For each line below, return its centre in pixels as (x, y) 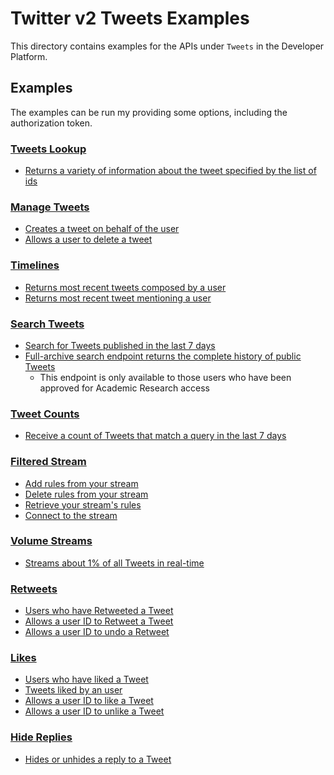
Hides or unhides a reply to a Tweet (98, 759)
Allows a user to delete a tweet (88, 239)
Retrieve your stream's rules (83, 504)
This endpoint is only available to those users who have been (165, 377)
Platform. (29, 56)
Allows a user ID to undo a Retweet (97, 632)
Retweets (34, 589)
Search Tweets (47, 324)
